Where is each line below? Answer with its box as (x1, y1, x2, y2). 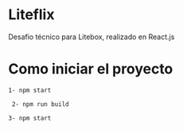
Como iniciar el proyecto (8, 60, 173, 78)
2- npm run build (11, 100, 69, 108)
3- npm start (8, 114, 52, 122)
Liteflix (8, 6, 55, 24)
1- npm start (8, 86, 52, 94)
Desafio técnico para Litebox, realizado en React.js (8, 32, 175, 41)
